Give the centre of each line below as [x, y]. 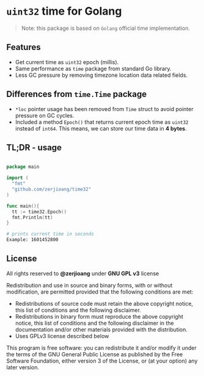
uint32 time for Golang [64, 11]
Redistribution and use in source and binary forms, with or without [89, 285]
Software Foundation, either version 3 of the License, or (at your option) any [102, 361]
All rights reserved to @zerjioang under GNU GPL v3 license [83, 273]
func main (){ [23, 206]
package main [23, 167]
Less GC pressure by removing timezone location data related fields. [101, 75]
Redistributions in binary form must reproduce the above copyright [99, 316]
